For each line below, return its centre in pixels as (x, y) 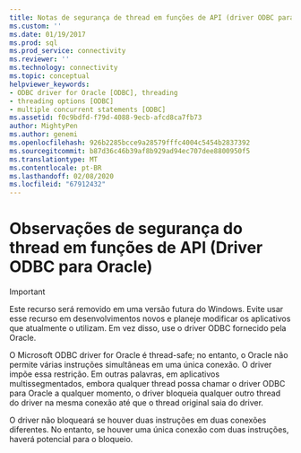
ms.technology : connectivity (64, 68)
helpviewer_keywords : (50, 84)
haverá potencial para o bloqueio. (71, 440)
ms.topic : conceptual (50, 76)
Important (27, 292)
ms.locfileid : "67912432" (57, 185)
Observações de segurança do (126, 229)
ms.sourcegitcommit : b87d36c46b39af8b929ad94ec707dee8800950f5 (130, 151)
